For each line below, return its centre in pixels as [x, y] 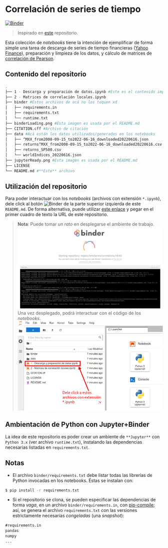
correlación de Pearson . [30, 58]
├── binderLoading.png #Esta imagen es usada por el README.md [72, 123]
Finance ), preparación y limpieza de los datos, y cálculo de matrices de [78, 53]
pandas [12, 531]
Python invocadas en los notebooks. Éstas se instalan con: [73, 480]
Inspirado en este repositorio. [48, 33]
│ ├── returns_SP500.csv [33, 150]
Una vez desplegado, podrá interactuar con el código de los [79, 313]
